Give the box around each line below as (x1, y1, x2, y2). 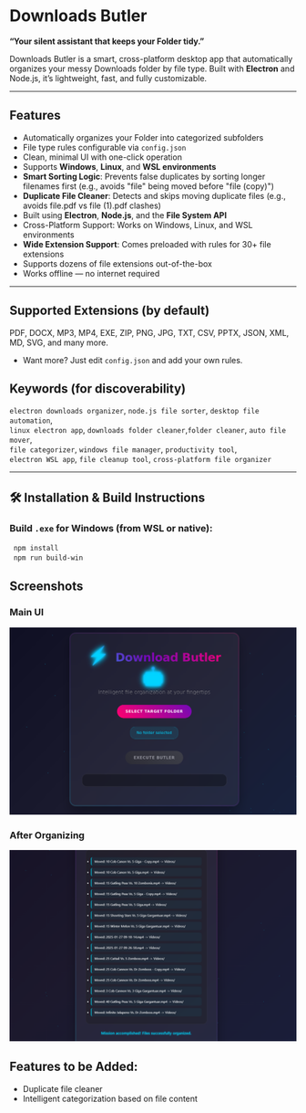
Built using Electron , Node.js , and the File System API (22, 209, 228, 220)
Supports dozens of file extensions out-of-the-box (22, 257, 212, 269)
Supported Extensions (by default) (9, 303, 210, 319)
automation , (9, 415, 53, 425)
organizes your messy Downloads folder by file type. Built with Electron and (9, 63, 295, 74)
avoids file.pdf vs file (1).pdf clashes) (22, 200, 162, 211)
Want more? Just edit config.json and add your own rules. (22, 354, 243, 365)
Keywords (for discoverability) (9, 381, 187, 396)
